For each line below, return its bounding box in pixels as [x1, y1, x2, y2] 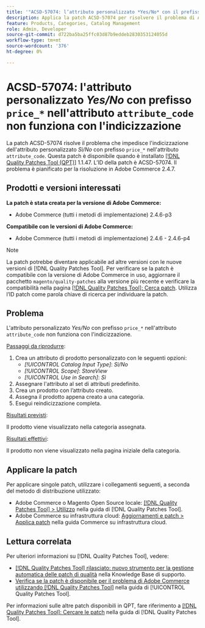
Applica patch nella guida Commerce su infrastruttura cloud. [15, 519, 167, 526]
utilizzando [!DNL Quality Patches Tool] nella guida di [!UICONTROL [15, 583, 185, 591]
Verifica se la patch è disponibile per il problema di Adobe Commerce [15, 577, 190, 584]
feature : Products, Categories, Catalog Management [6, 20, 140, 26]
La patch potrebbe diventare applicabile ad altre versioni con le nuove [6, 258, 182, 265]
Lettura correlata [6, 536, 72, 546]
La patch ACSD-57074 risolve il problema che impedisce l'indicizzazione [6, 139, 189, 146]
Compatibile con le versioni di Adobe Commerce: [6, 223, 133, 230]
